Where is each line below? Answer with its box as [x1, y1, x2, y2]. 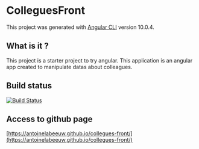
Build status [6, 81, 52, 91]
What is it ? [6, 41, 49, 51]
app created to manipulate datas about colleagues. [6, 63, 133, 70]
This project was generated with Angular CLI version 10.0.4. [6, 23, 155, 31]
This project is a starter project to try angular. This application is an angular [6, 56, 193, 64]
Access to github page [6, 114, 93, 124]
